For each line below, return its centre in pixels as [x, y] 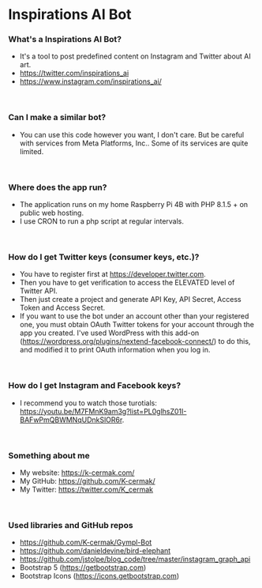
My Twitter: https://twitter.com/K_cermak [86, 489]
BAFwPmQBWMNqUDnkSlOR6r [71, 420]
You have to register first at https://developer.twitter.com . [113, 274]
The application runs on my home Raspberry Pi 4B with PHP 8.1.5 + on [134, 205]
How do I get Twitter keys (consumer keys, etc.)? [104, 257]
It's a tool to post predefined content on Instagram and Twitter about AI [135, 56]
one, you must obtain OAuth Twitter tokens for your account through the [137, 325]
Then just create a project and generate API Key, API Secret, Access [131, 300]
